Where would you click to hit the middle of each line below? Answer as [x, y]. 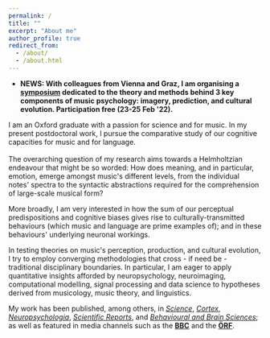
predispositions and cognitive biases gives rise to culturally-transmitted [127, 217]
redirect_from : [34, 46]
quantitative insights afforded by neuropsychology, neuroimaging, [117, 275]
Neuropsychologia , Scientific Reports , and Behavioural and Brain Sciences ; [133, 317]
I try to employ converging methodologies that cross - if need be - [118, 258]
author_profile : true [45, 38]
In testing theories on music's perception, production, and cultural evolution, [135, 249]
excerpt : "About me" [43, 31]
